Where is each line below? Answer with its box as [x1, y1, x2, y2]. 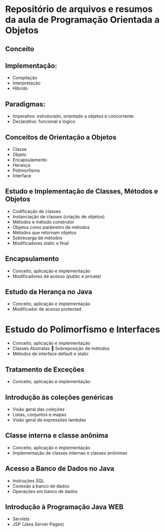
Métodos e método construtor [12, 219, 74, 225]
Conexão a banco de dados [12, 483, 69, 489]
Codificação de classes [12, 208, 61, 214]
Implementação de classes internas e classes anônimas [12, 450, 127, 456]
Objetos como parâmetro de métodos [12, 224, 90, 230]
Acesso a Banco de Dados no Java [5, 465, 114, 473]
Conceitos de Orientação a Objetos [5, 133, 116, 141]
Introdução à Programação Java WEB [5, 503, 123, 512]
